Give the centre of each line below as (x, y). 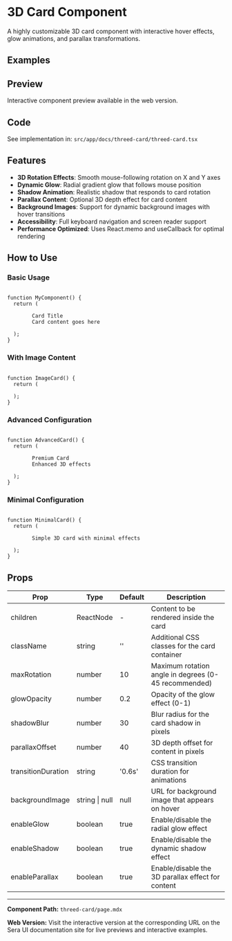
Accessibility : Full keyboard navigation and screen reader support (112, 221)
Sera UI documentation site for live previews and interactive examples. (107, 930)
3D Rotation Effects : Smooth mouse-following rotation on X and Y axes (119, 177)
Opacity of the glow (183, 695)
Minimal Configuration (46, 500)
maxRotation (31, 675)
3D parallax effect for (185, 877)
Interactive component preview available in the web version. (93, 100)
